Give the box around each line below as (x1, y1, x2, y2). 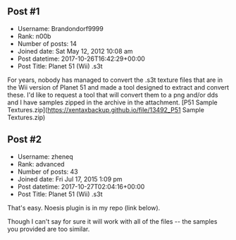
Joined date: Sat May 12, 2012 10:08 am (17, 47, 133, 55)
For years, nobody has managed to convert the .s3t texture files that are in (7, 76, 223, 84)
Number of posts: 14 (17, 39, 77, 48)
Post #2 (7, 133, 42, 145)
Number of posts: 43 (17, 167, 79, 176)
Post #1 (7, 6, 40, 18)
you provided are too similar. (7, 224, 90, 233)
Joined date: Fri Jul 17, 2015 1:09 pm (17, 174, 123, 183)
